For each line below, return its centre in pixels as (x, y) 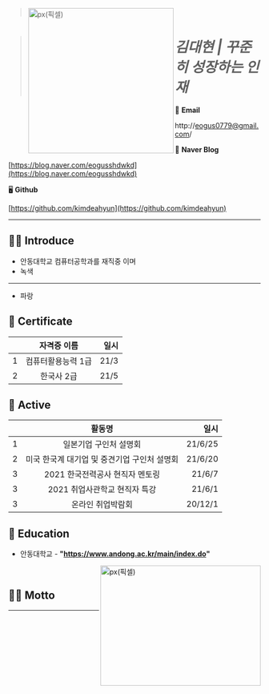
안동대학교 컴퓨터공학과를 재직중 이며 (78, 261)
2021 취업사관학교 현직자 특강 (102, 490)
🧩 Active (30, 405)
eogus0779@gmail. (227, 125)
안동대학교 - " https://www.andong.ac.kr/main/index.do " (115, 554)
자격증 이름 (58, 345)
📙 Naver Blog (197, 149)
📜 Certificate (41, 322)
